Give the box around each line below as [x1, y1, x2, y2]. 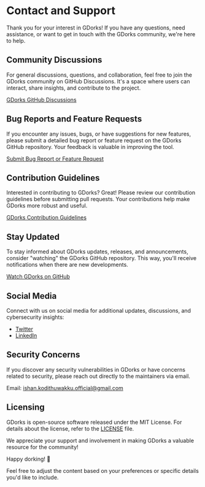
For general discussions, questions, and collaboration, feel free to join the [6, 71, 192, 79]
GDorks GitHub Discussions [6, 96, 77, 103]
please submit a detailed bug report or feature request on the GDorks [6, 136, 182, 144]
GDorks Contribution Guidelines [6, 214, 87, 221]
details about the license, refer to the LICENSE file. [6, 424, 134, 432]
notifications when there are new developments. [6, 261, 129, 269]
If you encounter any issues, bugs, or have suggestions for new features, [6, 130, 191, 137]
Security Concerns [6, 350, 80, 360]
